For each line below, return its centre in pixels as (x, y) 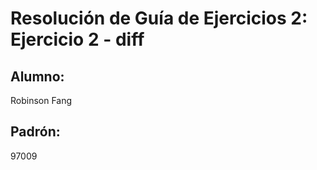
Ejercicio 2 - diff (77, 39)
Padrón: (35, 132)
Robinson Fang (41, 100)
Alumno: (37, 76)
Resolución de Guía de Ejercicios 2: (159, 18)
